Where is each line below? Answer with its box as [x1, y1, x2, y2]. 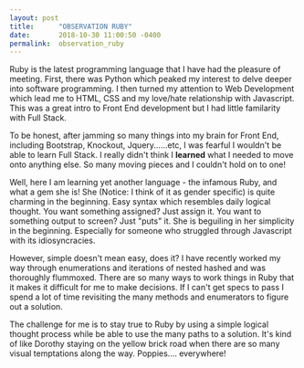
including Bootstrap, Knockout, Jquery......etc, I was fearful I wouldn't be [9, 140, 282, 151]
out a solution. [9, 301, 64, 312]
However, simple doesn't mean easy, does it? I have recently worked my [9, 253, 281, 264]
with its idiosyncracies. [9, 235, 96, 247]
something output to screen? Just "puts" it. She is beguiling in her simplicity [9, 216, 295, 226]
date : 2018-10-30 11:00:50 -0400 [9, 30, 162, 39]
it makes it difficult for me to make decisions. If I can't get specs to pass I [9, 282, 285, 293]
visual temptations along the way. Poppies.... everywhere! [9, 348, 226, 359]
